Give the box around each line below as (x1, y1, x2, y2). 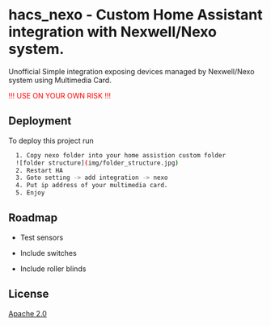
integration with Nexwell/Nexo (8, 23, 217, 41)
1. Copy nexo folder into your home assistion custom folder (15, 151, 227, 159)
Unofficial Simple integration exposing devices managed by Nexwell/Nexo (8, 66, 255, 76)
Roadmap (8, 211, 58, 225)
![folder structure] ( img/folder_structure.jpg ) (15, 159, 180, 167)
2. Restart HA (15, 166, 63, 174)
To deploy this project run (8, 136, 95, 145)
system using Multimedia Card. (8, 75, 112, 85)
